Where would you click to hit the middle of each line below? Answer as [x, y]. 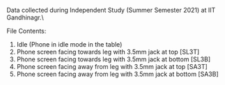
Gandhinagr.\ [25, 17]
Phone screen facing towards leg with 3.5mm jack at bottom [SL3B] [114, 59]
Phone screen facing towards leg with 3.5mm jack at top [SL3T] [108, 52]
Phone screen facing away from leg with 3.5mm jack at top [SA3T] [112, 67]
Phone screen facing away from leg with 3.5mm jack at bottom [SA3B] [117, 74]
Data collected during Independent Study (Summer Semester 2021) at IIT [111, 10]
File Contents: [26, 31]
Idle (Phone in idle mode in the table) [69, 44]
